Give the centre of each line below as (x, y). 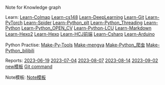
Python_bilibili (20, 51)
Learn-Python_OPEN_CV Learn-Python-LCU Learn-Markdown (86, 28)
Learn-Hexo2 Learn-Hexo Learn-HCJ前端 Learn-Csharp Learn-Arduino (80, 34)
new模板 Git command (29, 66)
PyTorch (14, 23)
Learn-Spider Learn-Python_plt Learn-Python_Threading (83, 23)
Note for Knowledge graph (33, 7)
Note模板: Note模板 (26, 77)
